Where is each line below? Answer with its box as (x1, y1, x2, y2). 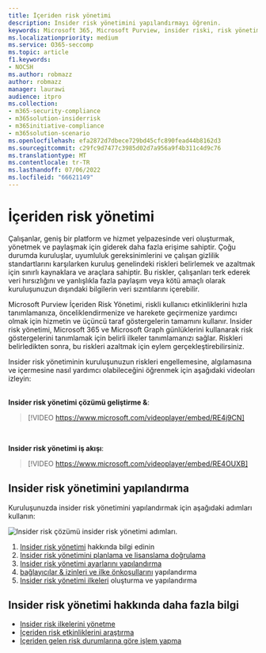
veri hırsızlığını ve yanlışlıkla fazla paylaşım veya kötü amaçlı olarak (8, 275, 226, 285)
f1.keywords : (8, 56, 51, 64)
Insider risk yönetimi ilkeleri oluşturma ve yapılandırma (19, 575, 198, 585)
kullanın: (8, 511, 36, 521)
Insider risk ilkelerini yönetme (19, 619, 116, 629)
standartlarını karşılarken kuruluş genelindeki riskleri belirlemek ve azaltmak (8, 259, 256, 268)
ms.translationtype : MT (8, 151, 87, 159)
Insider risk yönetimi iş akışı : (8, 443, 104, 453)
